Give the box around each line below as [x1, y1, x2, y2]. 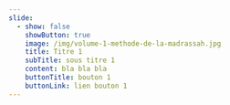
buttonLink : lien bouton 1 [25, 81, 128, 90]
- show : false [16, 22, 70, 31]
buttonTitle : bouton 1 [25, 73, 111, 82]
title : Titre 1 [25, 47, 83, 57]
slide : [8, 13, 34, 23]
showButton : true [25, 30, 91, 39]
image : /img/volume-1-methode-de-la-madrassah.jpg [25, 38, 222, 48]
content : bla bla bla [25, 65, 107, 74]
